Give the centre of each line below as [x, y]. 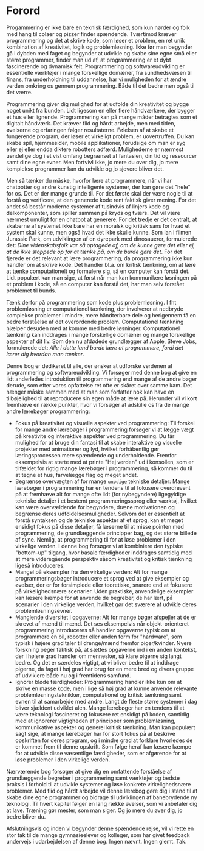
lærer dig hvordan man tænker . [45, 354]
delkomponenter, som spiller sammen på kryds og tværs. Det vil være [93, 213]
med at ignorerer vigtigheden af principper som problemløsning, [95, 721]
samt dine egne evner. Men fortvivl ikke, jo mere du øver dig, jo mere [92, 162]
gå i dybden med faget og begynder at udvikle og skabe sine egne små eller [102, 53]
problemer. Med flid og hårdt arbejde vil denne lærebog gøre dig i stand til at [102, 791]
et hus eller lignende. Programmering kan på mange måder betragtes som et [102, 117]
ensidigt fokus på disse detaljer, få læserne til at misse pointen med [99, 526]
